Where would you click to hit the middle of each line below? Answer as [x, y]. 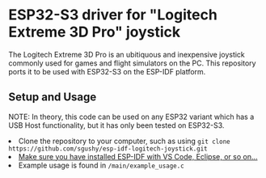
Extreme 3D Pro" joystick [94, 32]
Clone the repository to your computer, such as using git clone [125, 141]
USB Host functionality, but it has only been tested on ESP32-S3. [116, 125]
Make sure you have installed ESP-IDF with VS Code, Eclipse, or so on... [138, 156]
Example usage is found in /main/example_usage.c [101, 165]
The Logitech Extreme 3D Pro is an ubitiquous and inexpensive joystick [127, 54]
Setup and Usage [53, 97]
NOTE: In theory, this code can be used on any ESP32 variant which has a [131, 117]
